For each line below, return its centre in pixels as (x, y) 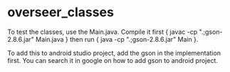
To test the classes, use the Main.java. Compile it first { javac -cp (103, 32)
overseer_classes (61, 12)
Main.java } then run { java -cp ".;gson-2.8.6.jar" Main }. (117, 39)
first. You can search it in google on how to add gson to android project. (113, 60)
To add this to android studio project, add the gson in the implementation (114, 53)
